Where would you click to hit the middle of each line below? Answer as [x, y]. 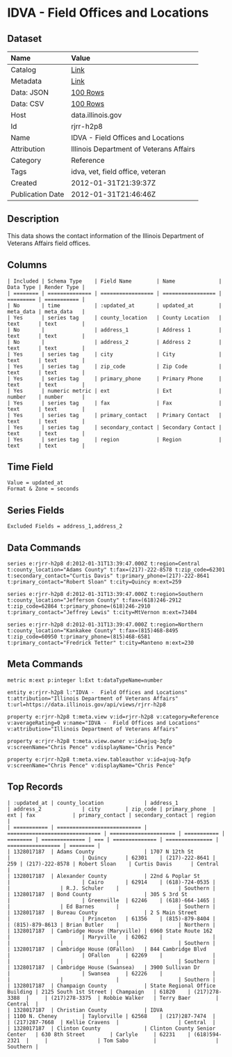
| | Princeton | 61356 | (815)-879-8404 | [111, 918]
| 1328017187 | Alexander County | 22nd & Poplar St [103, 876]
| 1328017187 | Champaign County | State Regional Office [111, 986]
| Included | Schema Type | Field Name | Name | [115, 281]
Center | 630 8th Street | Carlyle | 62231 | [99, 1034]
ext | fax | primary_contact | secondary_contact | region [111, 815]
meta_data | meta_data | [46, 311]
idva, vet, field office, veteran [118, 172]
